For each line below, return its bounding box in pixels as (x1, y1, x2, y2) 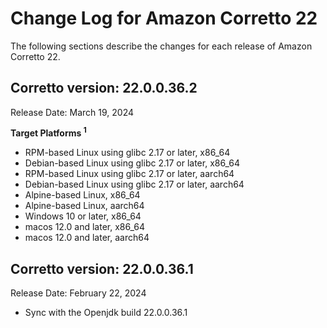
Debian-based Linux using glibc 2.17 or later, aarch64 (24, 178, 245, 191)
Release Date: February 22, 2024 (10, 287, 147, 299)
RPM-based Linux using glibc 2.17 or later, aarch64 (24, 168, 235, 180)
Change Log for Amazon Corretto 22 (10, 7, 318, 30)
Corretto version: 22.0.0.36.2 (10, 80, 198, 97)
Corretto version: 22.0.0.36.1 (10, 260, 194, 277)
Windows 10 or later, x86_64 (24, 210, 142, 222)
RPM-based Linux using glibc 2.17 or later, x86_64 (24, 147, 231, 159)
